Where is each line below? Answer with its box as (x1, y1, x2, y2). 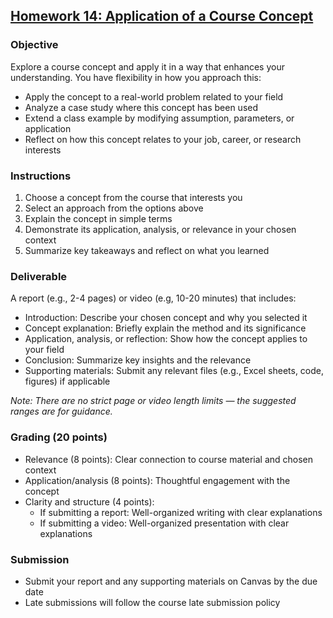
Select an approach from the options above (24, 202, 204, 214)
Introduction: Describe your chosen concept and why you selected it (24, 312, 308, 324)
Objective (10, 38, 59, 52)
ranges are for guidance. (10, 405, 113, 418)
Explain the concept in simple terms (24, 212, 173, 224)
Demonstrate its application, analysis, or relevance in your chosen (24, 223, 297, 235)
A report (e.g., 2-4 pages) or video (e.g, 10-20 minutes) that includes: (10, 292, 297, 304)
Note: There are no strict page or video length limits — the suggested (10, 395, 297, 407)
